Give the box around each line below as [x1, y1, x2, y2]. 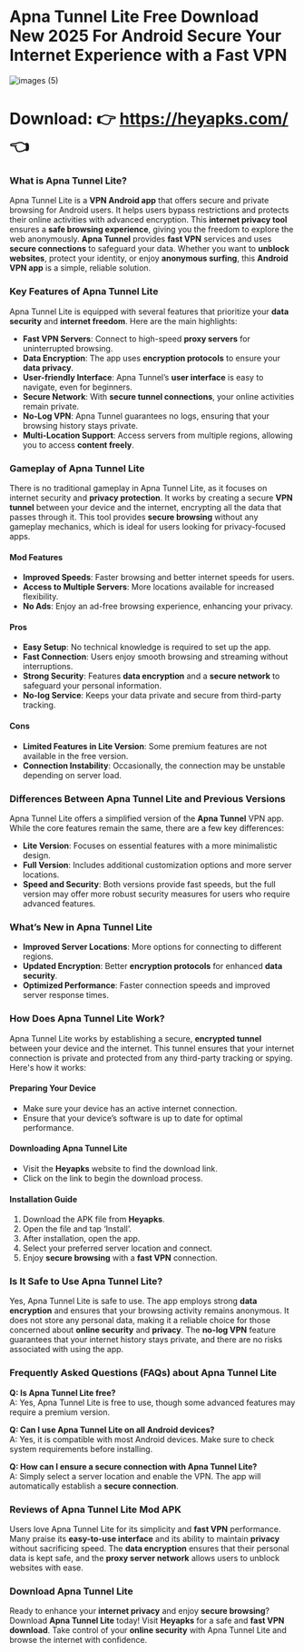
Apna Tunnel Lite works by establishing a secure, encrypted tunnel [9, 1033, 262, 1044]
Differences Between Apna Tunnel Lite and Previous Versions [9, 792, 286, 805]
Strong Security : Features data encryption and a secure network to [22, 670, 280, 682]
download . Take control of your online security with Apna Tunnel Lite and [9, 1625, 288, 1636]
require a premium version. [9, 1406, 111, 1418]
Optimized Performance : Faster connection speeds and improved [22, 980, 270, 991]
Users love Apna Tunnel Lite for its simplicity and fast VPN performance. [9, 1524, 281, 1535]
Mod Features [9, 551, 64, 562]
